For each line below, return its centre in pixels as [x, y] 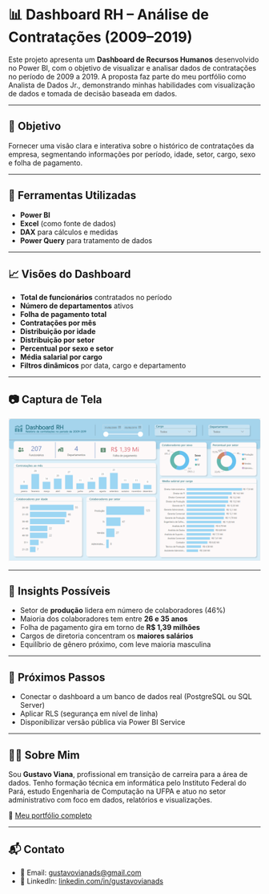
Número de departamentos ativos [76, 306]
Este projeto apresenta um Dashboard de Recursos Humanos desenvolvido [134, 59]
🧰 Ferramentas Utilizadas [72, 195]
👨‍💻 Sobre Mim [44, 755]
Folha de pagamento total [63, 315]
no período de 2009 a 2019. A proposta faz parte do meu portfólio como [127, 76]
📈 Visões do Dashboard [70, 274]
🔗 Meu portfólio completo [50, 815]
